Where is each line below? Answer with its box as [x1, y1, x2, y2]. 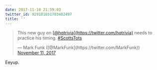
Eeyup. [5, 60, 20, 66]
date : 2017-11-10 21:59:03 [5, 7, 61, 12]
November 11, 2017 [17, 50, 56, 56]
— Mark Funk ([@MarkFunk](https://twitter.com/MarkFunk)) [17, 45, 140, 51]
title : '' [5, 16, 26, 21]
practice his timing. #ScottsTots [17, 35, 82, 41]
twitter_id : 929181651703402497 [5, 12, 72, 17]
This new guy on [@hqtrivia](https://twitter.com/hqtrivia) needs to [17, 30, 153, 36]
